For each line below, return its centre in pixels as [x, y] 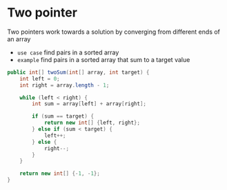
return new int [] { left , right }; [92, 123]
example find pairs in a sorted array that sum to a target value [103, 59]
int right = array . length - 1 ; [65, 85]
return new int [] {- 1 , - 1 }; [60, 173]
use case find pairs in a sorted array [68, 52]
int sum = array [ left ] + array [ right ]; [89, 104]
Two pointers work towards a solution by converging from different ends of [114, 32]
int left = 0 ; [40, 78]
